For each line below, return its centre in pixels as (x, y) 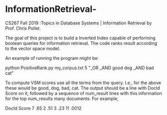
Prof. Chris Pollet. (23, 28)
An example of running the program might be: (52, 58)
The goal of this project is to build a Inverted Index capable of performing (81, 38)
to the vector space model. (33, 48)
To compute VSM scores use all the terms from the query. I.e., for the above (83, 83)
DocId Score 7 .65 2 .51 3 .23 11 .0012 (43, 108)
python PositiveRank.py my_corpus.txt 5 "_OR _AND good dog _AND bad (80, 68)
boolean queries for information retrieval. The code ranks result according (81, 43)
